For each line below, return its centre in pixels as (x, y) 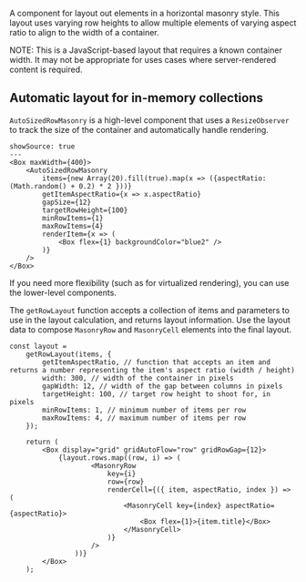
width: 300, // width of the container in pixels (138, 378)
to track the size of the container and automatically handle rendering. (139, 129)
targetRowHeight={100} (85, 210)
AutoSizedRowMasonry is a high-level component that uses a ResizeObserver (149, 120)
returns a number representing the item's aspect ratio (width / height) (153, 370)
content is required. (46, 69)
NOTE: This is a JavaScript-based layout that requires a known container (146, 50)
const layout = (38, 346)
